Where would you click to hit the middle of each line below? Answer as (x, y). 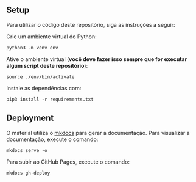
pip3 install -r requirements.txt (50, 99)
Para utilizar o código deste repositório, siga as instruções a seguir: (91, 24)
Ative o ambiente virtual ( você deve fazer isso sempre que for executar (97, 59)
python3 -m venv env (33, 48)
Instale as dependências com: (44, 88)
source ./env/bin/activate (40, 77)
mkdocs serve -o (27, 150)
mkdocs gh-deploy (28, 173)
